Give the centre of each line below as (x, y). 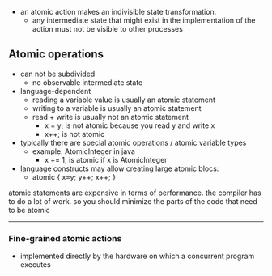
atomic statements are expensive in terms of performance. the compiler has (135, 193)
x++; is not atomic (74, 134)
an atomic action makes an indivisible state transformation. (118, 12)
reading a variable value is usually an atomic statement (124, 100)
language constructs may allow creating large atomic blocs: (119, 168)
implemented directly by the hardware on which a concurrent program (137, 256)
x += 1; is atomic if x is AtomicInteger (106, 159)
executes (35, 265)
